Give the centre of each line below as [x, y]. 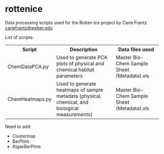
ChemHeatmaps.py [30, 99]
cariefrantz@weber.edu [29, 27]
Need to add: [18, 127]
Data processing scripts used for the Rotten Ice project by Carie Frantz [76, 23]
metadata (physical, [79, 96]
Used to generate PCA [82, 57]
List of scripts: [20, 37]
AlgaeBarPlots [26, 146]
